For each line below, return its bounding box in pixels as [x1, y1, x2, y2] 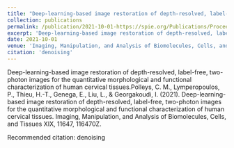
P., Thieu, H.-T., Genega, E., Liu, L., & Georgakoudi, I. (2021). [7, 90, 180, 98]
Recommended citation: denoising [7, 133, 106, 141]
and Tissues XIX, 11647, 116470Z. [7, 120, 102, 128]
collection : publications [7, 17, 82, 24]
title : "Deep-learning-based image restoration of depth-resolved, [7, 10, 208, 17]
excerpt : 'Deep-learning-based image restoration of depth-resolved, [7, 29, 214, 37]
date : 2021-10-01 [7, 36, 58, 43]
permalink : [7, 23, 39, 30]
